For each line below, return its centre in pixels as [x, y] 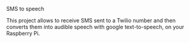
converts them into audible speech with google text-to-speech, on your [95, 27]
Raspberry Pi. [23, 33]
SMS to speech [25, 9]
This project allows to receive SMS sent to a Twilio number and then [91, 20]
